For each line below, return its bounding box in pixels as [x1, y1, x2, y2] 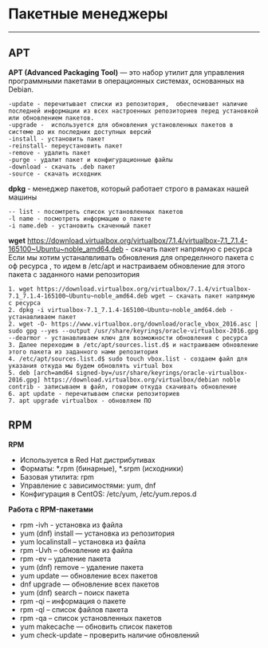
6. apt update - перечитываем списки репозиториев [8, 389, 180, 397]
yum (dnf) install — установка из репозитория [19, 528, 175, 538]
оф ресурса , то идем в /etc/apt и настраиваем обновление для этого [8, 261, 246, 271]
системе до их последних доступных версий [8, 128, 152, 136]
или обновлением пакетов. [8, 113, 94, 122]
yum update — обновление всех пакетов [19, 571, 158, 580]
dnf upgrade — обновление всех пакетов [19, 579, 160, 589]
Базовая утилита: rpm [19, 472, 94, 481]
